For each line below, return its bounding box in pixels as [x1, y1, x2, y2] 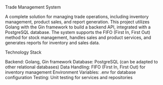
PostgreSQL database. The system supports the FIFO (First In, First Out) [5, 29, 151, 35]
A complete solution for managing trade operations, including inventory [5, 14, 149, 19]
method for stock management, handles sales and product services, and [5, 34, 152, 40]
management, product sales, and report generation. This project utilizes [5, 19, 150, 25]
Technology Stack [5, 49, 42, 55]
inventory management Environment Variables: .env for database [5, 69, 136, 75]
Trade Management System [5, 4, 61, 10]
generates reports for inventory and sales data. [5, 40, 100, 46]
